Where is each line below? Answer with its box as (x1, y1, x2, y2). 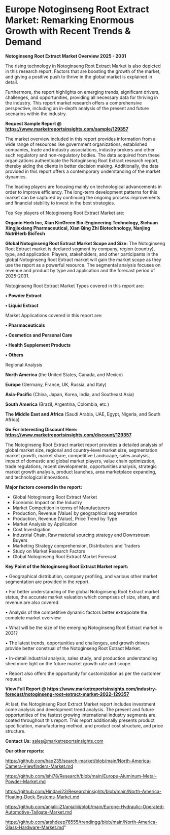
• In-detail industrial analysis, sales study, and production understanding (5, 655, 157, 661)
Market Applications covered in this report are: (5, 312, 103, 318)
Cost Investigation (12, 526, 51, 532)
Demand (5, 36, 42, 48)
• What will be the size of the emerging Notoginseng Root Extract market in (5, 624, 163, 631)
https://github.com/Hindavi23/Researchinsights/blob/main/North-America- (5, 788, 162, 794)
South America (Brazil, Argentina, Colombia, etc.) (5, 401, 110, 407)
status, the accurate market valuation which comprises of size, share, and (5, 594, 160, 600)
